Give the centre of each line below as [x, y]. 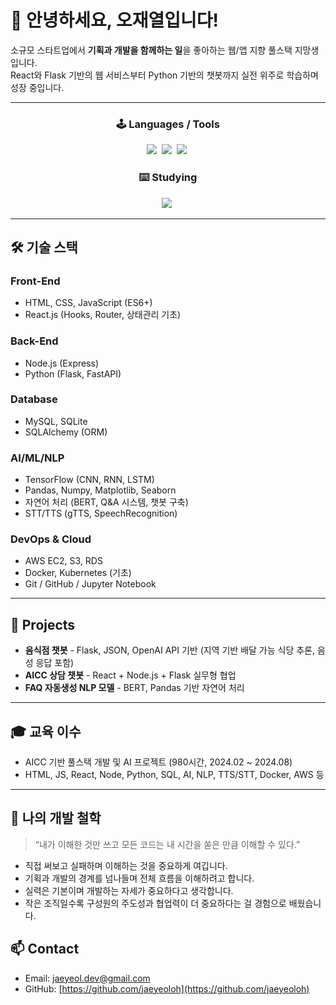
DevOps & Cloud [51, 539]
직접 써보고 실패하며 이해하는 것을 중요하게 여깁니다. [126, 865]
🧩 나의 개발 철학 [56, 818]
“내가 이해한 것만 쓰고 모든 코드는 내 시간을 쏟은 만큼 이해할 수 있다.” [167, 844]
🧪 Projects [43, 624]
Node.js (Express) [62, 363]
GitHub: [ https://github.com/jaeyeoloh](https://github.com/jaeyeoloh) [167, 988]
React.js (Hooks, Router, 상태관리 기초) [103, 315]
